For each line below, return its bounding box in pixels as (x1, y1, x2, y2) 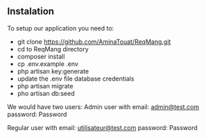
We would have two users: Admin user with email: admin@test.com (7, 102, 200, 111)
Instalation (7, 6, 54, 17)
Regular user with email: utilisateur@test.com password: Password (7, 123, 198, 131)
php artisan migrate (17, 81, 74, 90)
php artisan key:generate (17, 67, 89, 75)
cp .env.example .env (17, 59, 78, 68)
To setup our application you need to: (7, 24, 114, 32)
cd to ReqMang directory (17, 44, 89, 53)
